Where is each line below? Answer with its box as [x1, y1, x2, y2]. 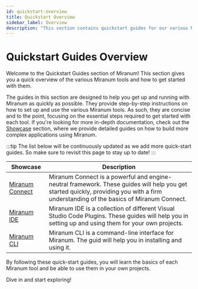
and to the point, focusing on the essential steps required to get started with [6, 112, 190, 119]
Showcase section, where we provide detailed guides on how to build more [6, 125, 189, 132]
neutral [49, 180, 69, 188]
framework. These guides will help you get [70, 180, 187, 188]
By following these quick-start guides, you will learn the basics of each [6, 258, 178, 265]
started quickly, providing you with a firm [49, 188, 162, 196]
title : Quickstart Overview [6, 14, 75, 20]
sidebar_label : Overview [6, 19, 67, 25]
